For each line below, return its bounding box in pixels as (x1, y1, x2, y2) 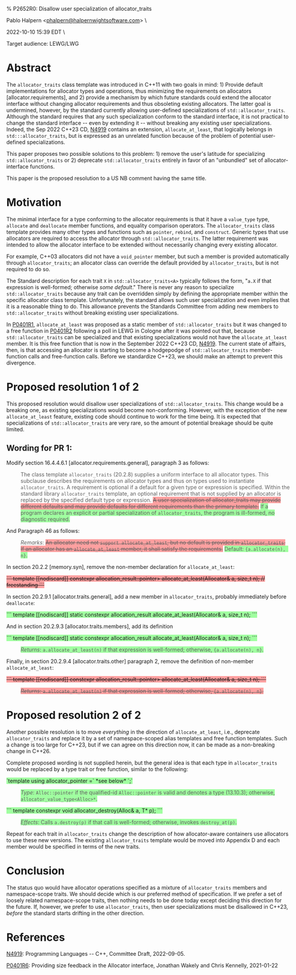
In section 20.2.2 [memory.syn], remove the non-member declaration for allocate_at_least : (6, 563, 235, 570)
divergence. (6, 359, 36, 366)
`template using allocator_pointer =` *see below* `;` (6, 777, 133, 784)
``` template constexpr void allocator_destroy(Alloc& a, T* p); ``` (6, 807, 163, 814)
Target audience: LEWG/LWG (6, 40, 79, 47)
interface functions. (6, 162, 55, 170)
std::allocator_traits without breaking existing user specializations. (6, 309, 179, 316)
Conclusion (6, 864, 65, 878)
